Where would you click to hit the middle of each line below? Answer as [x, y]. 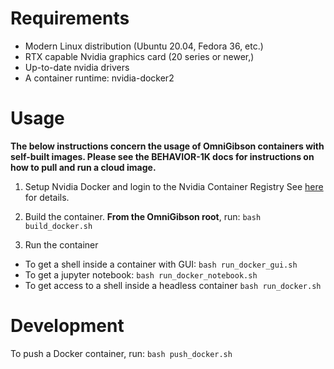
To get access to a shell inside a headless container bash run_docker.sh [173, 285]
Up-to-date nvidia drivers [77, 67]
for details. [47, 197]
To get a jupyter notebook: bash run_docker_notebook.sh [141, 274]
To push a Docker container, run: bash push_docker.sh [121, 353]
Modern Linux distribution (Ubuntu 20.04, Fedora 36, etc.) [144, 46]
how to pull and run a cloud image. [83, 167]
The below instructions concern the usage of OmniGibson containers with [167, 146]
